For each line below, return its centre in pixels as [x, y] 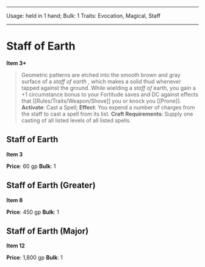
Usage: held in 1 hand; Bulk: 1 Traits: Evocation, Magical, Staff [83, 16]
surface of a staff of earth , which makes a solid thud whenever [101, 81]
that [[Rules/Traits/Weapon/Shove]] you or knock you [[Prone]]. [101, 101]
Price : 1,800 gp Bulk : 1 [34, 258]
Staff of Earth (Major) [48, 231]
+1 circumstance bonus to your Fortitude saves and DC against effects [110, 94]
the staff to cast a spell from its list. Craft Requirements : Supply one [107, 114]
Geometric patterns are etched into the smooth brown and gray [101, 75]
